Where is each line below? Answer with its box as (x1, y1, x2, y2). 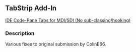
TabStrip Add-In (5, 4, 57, 12)
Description (5, 29, 35, 36)
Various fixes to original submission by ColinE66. (5, 41, 107, 47)
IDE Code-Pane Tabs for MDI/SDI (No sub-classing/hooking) (5, 17, 131, 23)
